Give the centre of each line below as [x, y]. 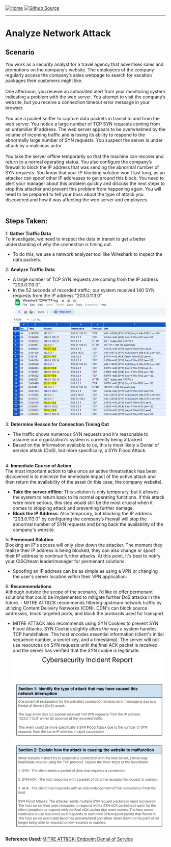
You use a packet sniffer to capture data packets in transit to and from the [83, 118]
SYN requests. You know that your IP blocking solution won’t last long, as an [85, 173]
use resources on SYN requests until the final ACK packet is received [85, 645]
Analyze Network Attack [58, 33]
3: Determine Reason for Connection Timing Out [57, 425]
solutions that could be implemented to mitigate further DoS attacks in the [83, 597]
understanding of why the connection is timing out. [59, 244]
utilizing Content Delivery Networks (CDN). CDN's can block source [76, 608]
